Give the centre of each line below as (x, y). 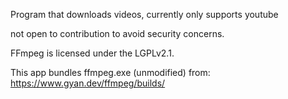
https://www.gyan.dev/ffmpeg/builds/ (88, 83)
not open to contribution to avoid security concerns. (117, 33)
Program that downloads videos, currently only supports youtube (144, 14)
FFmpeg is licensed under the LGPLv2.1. (92, 53)
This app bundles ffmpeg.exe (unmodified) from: (110, 72)
